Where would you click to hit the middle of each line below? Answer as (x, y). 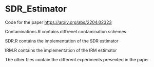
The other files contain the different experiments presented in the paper (77, 59)
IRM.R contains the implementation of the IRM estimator (61, 50)
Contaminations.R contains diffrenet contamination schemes (66, 31)
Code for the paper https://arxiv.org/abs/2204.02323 (58, 22)
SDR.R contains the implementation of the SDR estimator (62, 41)
